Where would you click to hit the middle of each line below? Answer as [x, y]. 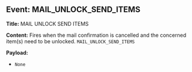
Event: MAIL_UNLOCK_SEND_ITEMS [73, 10]
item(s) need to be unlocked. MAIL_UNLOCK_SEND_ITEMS [70, 41]
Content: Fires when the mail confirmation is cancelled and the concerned [96, 35]
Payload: [17, 53]
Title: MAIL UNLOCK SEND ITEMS [48, 23]
